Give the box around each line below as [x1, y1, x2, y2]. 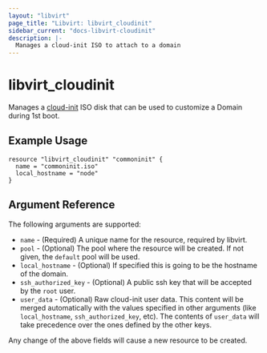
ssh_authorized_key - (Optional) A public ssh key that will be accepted [19, 277, 253, 287]
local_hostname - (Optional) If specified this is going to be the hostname [19, 260, 258, 270]
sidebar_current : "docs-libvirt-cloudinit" [8, 26, 156, 34]
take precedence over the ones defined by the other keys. [19, 319, 212, 329]
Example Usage [8, 134, 88, 148]
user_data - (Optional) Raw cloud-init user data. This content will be [19, 294, 245, 304]
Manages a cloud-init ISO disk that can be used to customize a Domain [8, 102, 243, 112]
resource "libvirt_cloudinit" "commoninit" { [8, 155, 163, 163]
